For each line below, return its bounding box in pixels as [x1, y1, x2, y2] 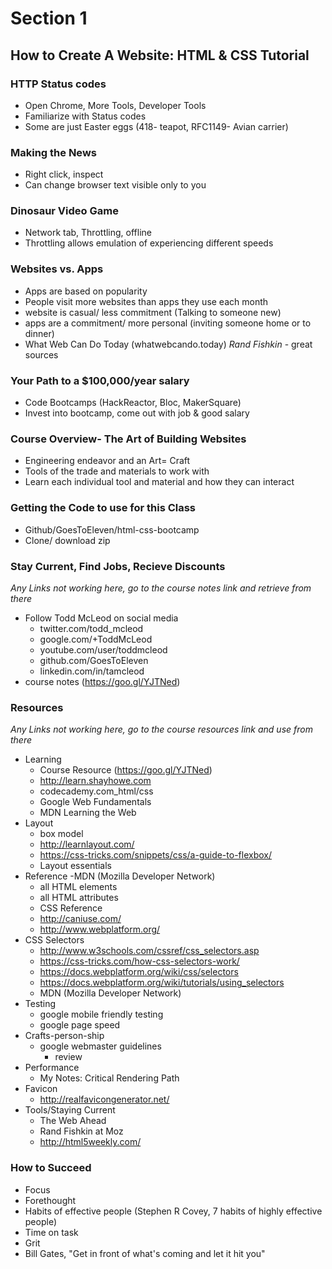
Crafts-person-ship [24, 1030, 105, 1042]
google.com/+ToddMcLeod [39, 633, 153, 645]
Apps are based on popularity [24, 285, 148, 297]
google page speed [39, 1019, 121, 1031]
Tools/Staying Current [24, 1104, 116, 1116]
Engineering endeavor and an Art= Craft [24, 455, 191, 467]
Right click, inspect [24, 168, 104, 181]
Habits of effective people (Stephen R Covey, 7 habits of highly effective [24, 1205, 323, 1217]
